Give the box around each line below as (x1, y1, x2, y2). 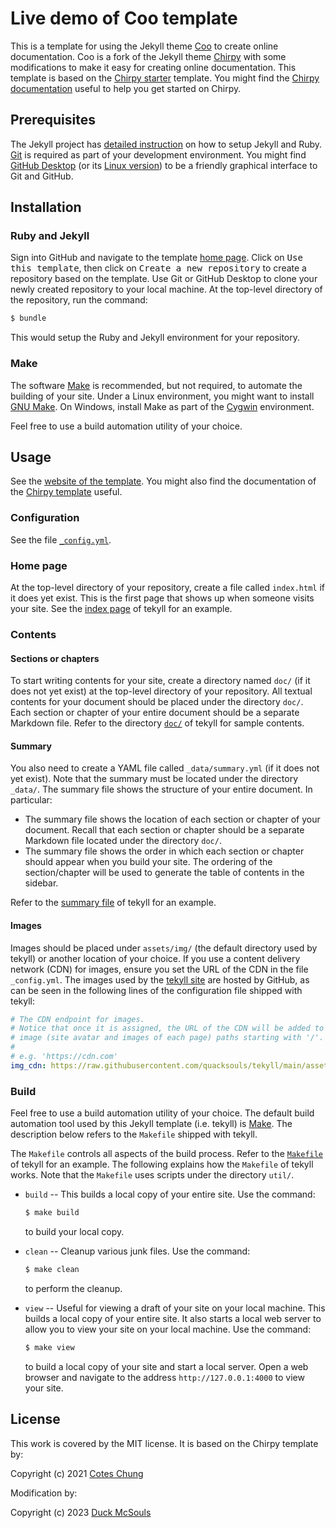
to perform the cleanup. (24, 1282, 123, 1294)
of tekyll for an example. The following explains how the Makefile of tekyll (10, 1158, 314, 1171)
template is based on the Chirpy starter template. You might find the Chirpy (10, 72, 320, 84)
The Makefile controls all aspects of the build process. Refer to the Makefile (10, 1148, 324, 1160)
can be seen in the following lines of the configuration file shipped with (10, 984, 303, 996)
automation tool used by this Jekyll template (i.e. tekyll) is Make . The (10, 1118, 293, 1130)
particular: (10, 794, 53, 806)
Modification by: (10, 1487, 78, 1499)
